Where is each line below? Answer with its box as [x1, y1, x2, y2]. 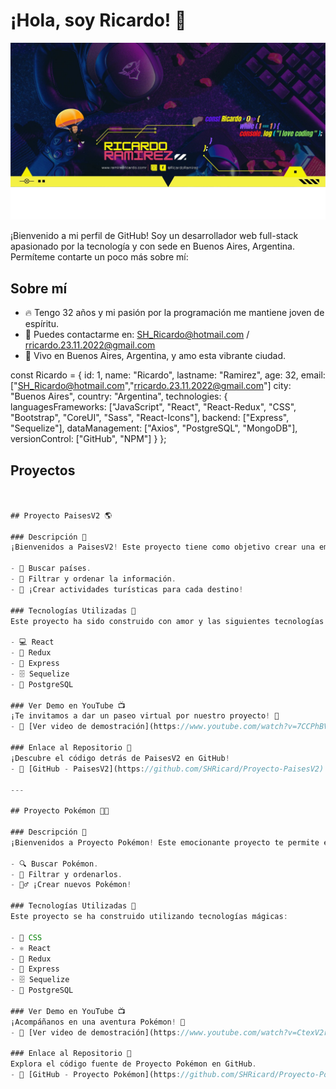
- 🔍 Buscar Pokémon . [10, 859, 99, 869]
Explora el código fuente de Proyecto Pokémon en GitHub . [10, 1059, 257, 1069]
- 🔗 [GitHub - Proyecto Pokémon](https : [10, 1070, 182, 1080]
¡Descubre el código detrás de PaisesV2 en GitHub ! [10, 753, 230, 763]
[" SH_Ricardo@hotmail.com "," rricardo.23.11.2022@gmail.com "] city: [10, 380, 292, 392]
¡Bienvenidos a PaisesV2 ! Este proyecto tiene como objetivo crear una [10, 542, 315, 553]
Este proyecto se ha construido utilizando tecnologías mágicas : [10, 912, 288, 922]
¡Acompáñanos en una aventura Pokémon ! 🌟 [10, 1017, 186, 1027]
